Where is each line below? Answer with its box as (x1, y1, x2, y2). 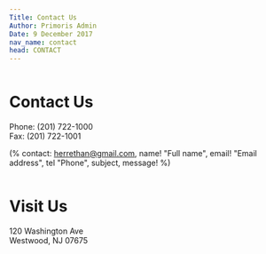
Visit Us (9, 196, 68, 217)
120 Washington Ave (9, 226, 84, 236)
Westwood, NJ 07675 (9, 235, 89, 245)
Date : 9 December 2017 (9, 29, 93, 38)
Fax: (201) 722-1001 (9, 131, 82, 142)
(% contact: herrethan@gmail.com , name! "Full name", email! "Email (9, 148, 257, 159)
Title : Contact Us (9, 12, 77, 22)
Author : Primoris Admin (9, 21, 98, 30)
